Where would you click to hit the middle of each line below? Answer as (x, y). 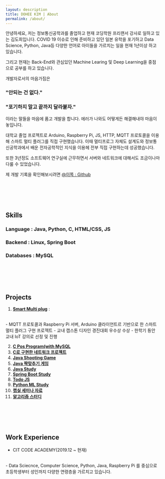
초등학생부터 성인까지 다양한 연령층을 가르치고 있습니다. (59, 472)
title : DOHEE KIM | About (32, 14)
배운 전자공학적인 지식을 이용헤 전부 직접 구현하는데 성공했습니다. (93, 147)
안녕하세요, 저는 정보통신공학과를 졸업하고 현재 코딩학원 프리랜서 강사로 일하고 (80, 33)
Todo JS (21, 379)
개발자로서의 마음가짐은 (28, 78)
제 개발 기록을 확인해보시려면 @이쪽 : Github (48, 174)
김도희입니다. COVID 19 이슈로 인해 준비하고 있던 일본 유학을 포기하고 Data (82, 39)
